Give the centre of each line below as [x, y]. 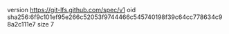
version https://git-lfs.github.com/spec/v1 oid [72, 10]
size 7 [46, 24]
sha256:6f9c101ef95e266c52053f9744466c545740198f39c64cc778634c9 [115, 17]
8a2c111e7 [21, 24]
